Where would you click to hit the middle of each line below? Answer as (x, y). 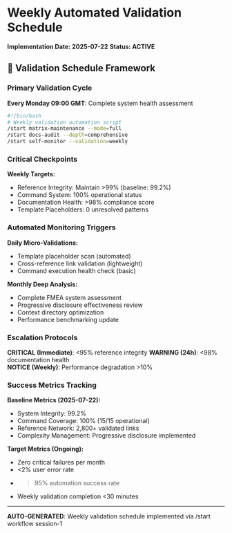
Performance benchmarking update (68, 319)
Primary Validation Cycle (50, 88)
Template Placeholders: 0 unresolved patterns (83, 209)
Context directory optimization (60, 312)
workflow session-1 (35, 524)
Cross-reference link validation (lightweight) (80, 263)
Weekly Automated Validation (94, 13)
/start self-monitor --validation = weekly (68, 142)
